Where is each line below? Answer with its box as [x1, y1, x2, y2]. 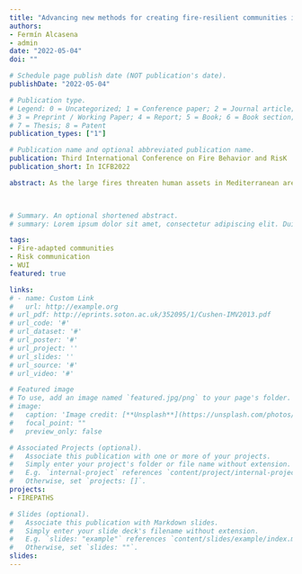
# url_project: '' [9, 344, 78, 353]
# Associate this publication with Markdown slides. [9, 518, 219, 527]
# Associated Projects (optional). [9, 443, 143, 453]
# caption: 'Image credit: [9, 410, 119, 419]
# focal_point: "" [9, 418, 87, 427]
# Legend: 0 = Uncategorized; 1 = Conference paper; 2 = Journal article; [9, 104, 296, 113]
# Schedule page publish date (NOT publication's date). [9, 71, 227, 81]
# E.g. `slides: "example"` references [9, 534, 167, 544]
